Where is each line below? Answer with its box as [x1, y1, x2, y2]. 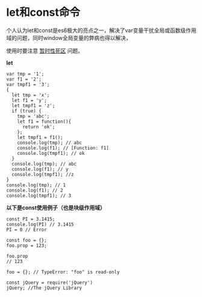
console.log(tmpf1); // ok [17, 150, 85, 156]
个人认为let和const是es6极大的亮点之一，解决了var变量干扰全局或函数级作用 [6, 27, 197, 34]
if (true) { [11, 108, 42, 114]
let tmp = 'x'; [11, 92, 50, 98]
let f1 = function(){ [17, 119, 71, 125]
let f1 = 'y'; [11, 97, 47, 103]
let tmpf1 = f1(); [17, 134, 63, 140]
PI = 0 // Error [6, 226, 47, 233]
